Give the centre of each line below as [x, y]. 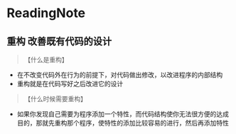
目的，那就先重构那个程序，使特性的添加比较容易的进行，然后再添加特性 [123, 123]
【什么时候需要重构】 [55, 99]
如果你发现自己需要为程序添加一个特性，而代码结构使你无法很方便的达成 [123, 114]
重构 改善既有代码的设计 [59, 41]
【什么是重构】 [46, 60]
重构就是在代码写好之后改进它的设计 [70, 84]
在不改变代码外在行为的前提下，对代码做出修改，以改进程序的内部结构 [120, 75]
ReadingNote [46, 13]
